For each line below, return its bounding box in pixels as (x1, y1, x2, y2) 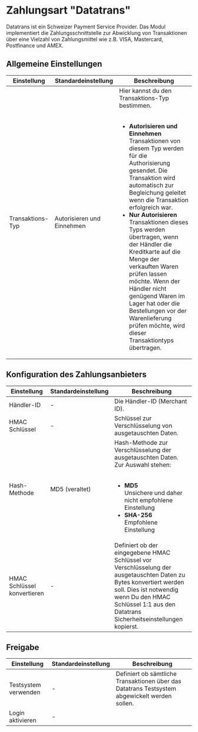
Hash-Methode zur (114, 438, 168, 447)
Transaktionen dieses (128, 218, 189, 226)
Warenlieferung (128, 314, 172, 322)
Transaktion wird (128, 174, 176, 182)
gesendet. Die (128, 166, 168, 174)
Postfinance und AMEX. (6, 42, 64, 49)
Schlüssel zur (114, 414, 152, 422)
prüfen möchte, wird (128, 321, 186, 330)
